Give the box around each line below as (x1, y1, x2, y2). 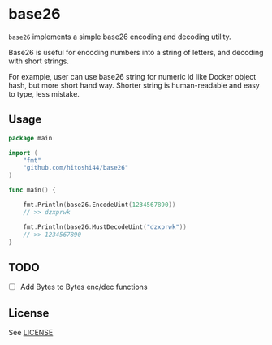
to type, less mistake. (8, 88, 80, 98)
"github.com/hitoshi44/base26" (23, 164, 129, 172)
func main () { (8, 186, 57, 195)
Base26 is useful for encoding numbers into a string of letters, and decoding (8, 47, 264, 57)
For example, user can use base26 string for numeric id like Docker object (8, 71, 257, 81)
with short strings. (8, 56, 69, 66)
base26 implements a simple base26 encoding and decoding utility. (8, 32, 231, 41)
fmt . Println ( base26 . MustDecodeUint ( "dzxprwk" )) (23, 222, 187, 231)
